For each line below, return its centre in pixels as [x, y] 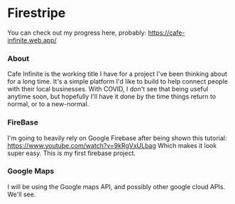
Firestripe [37, 13]
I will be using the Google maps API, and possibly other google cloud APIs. [116, 186]
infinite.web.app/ [32, 40]
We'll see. [22, 194]
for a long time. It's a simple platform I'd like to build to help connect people [118, 81]
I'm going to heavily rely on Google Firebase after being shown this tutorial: [117, 138]
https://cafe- [166, 33]
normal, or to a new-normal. [48, 104]
